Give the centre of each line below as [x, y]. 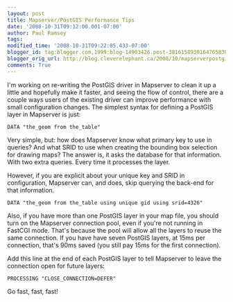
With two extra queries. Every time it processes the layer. [89, 162]
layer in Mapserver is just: [44, 114]
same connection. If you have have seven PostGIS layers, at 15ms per [106, 238]
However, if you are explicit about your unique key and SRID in [96, 175]
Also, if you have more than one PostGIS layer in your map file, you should [113, 215]
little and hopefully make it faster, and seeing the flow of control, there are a [115, 92]
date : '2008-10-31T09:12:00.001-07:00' [65, 26]
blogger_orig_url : [34, 59]
